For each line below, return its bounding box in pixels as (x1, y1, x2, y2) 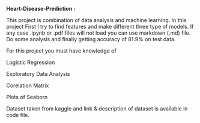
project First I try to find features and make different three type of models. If (6, 23, 194, 30)
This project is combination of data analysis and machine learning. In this (6, 17, 187, 23)
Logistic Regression (6, 59, 55, 66)
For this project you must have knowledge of (6, 47, 117, 54)
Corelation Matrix (6, 82, 49, 89)
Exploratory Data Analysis (6, 70, 70, 77)
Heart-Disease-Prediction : (6, 5, 76, 12)
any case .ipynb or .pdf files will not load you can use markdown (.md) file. (6, 29, 191, 36)
